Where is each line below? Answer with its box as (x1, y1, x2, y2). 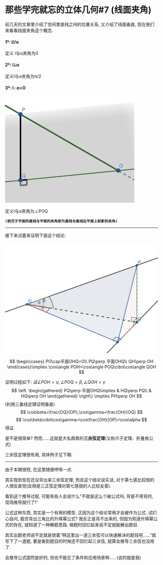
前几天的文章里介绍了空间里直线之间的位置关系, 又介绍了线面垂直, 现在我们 (5, 21, 154, 27)
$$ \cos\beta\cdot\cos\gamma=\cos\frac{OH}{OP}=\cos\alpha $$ (16, 416, 147, 423)
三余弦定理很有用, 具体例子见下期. (5, 451, 73, 457)
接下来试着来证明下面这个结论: (5, 232, 66, 238)
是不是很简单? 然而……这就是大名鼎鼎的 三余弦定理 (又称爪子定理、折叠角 (5, 435, 149, 441)
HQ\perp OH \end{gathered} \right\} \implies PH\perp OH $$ (21, 393, 142, 399)
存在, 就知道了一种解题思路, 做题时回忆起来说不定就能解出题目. (13, 522, 139, 528)
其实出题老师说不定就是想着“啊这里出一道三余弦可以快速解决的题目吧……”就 (5, 532, 156, 538)
